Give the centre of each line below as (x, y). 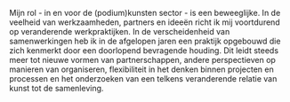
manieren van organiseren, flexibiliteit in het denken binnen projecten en (141, 69)
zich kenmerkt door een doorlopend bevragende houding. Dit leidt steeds (144, 51)
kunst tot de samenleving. (56, 88)
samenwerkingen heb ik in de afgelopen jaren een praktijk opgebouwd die (145, 41)
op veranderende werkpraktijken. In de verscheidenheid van (120, 31)
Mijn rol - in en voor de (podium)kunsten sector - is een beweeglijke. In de (145, 13)
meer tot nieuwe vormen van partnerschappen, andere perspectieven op (142, 60)
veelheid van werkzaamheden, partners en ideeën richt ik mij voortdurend (145, 22)
